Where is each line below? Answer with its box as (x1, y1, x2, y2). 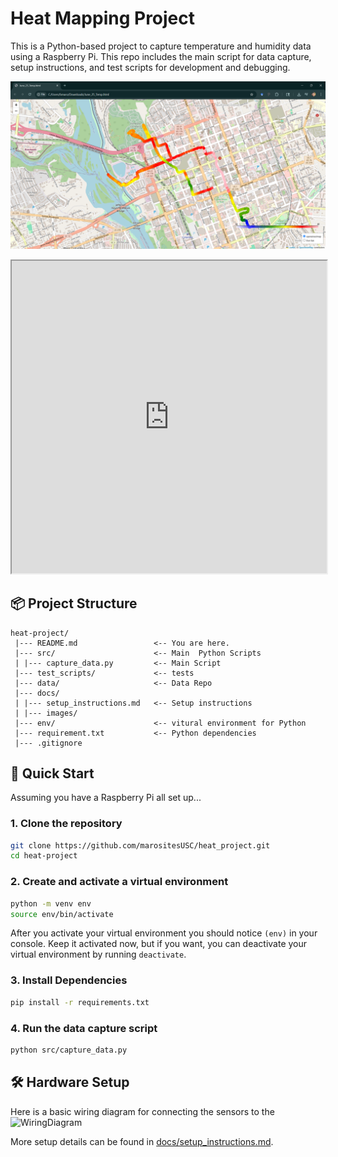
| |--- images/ (14, 708, 78, 718)
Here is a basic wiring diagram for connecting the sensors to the (10, 1105, 275, 1117)
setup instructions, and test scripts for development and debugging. (10, 61, 291, 73)
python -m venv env (10, 898, 92, 909)
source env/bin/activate (10, 909, 114, 919)
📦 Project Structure (10, 595, 138, 612)
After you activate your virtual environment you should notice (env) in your (10, 927, 318, 939)
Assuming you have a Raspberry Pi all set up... (10, 792, 202, 804)
